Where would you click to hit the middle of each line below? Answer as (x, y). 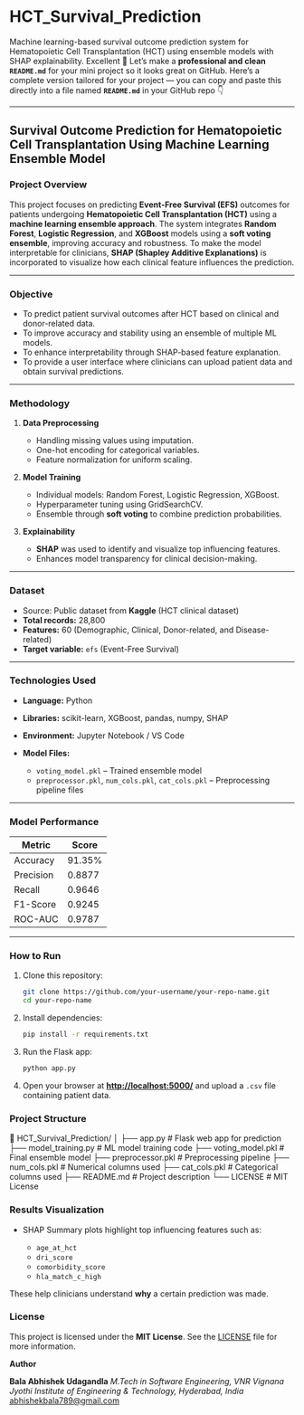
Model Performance (54, 821)
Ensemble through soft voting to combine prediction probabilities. (159, 514)
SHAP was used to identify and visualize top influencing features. (158, 549)
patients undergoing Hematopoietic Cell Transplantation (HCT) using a (143, 214)
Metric (36, 845)
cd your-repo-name (57, 1001)
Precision (34, 875)
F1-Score (35, 905)
